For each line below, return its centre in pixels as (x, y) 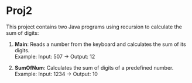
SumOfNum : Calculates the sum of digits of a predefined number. (94, 67)
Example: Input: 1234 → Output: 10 (56, 74)
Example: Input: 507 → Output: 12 (55, 56)
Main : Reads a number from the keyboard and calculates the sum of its (100, 44)
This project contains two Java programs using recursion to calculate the (94, 27)
